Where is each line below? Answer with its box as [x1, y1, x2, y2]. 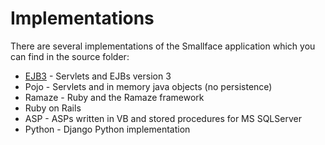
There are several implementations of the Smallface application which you [10, 40, 316, 52]
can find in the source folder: [10, 50, 130, 62]
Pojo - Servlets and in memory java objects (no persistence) [24, 80, 273, 92]
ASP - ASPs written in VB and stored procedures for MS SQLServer [24, 112, 302, 124]
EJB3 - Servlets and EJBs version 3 [24, 70, 172, 82]
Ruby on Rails [24, 102, 82, 114]
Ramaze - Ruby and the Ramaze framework [24, 91, 205, 103]
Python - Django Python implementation [24, 123, 191, 135]
